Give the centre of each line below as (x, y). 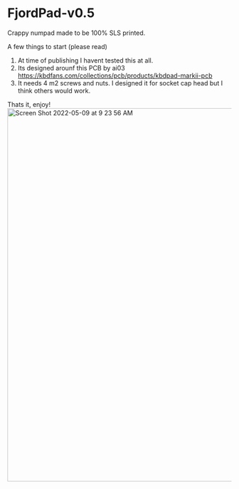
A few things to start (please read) (58, 46)
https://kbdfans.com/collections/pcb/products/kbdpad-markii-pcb (115, 75)
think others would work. (54, 90)
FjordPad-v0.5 (51, 13)
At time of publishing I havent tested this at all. (85, 60)
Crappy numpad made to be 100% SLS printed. (76, 33)
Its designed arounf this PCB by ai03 (71, 68)
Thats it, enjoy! (29, 104)
